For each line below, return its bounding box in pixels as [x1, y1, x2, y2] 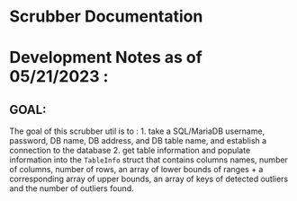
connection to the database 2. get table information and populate [9, 145, 251, 156]
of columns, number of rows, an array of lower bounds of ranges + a [9, 164, 264, 175]
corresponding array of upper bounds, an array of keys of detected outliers [9, 173, 289, 185]
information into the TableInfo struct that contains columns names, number [9, 154, 288, 165]
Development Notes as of [9, 48, 202, 68]
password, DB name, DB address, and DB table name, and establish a [9, 135, 267, 146]
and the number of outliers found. [9, 183, 134, 194]
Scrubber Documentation [9, 6, 203, 27]
